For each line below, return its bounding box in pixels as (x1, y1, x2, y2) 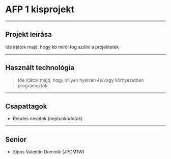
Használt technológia (5, 63, 75, 72)
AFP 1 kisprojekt (5, 4, 75, 15)
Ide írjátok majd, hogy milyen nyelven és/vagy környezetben (17, 77, 144, 83)
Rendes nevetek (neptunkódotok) (12, 116, 83, 122)
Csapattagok (5, 102, 47, 110)
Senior (5, 135, 27, 144)
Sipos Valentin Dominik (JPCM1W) (12, 149, 85, 155)
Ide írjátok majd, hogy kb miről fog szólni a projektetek (5, 43, 119, 50)
